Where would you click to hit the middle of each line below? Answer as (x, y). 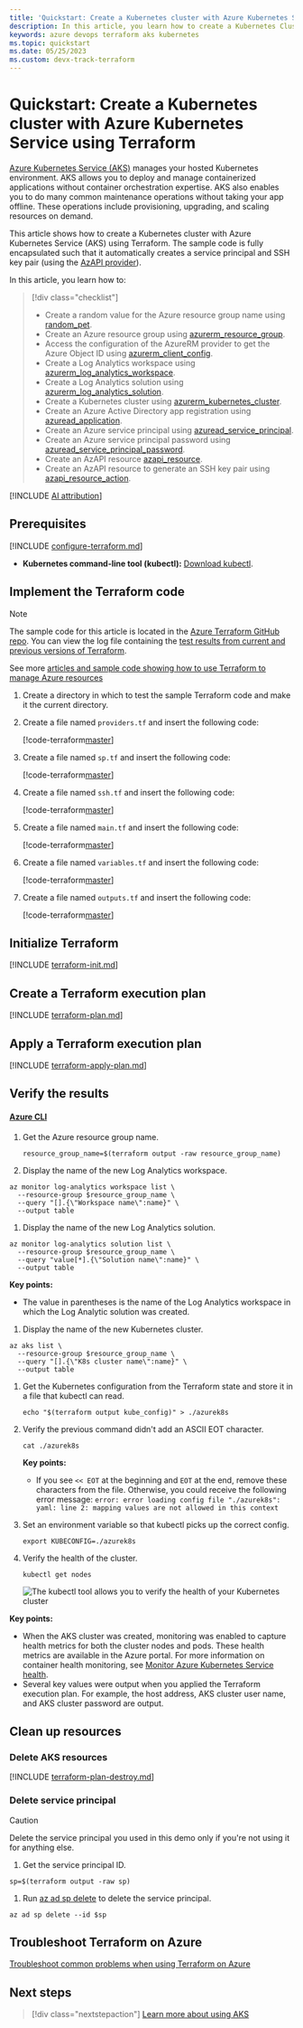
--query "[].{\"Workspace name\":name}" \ (98, 1203)
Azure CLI (28, 1117)
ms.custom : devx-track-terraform (72, 60)
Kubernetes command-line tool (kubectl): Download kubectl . (138, 563)
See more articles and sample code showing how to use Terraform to (138, 668)
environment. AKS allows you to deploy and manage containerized (133, 177)
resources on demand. (51, 216)
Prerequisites (48, 524)
